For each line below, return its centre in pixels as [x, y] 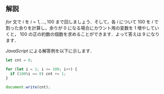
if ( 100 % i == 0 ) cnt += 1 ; [38, 74]
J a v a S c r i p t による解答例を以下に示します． [50, 50]
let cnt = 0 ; [19, 60]
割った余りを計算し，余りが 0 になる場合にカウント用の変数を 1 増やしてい [82, 28]
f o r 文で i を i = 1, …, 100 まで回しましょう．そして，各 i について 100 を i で [82, 22]
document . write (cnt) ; [28, 87]
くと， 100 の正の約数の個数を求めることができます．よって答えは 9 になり [83, 34]
